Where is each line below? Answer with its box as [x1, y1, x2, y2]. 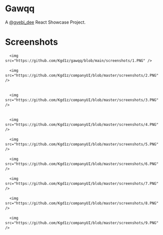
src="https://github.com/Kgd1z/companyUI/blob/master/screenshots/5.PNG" [5, 142, 159, 147]
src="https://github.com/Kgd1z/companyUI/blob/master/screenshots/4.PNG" [5, 122, 159, 127]
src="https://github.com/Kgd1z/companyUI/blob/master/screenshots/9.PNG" [5, 220, 159, 225]
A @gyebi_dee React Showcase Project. [5, 19, 86, 25]
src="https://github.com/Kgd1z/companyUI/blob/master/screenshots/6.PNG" [5, 161, 159, 166]
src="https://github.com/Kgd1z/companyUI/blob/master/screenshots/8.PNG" [5, 201, 159, 206]
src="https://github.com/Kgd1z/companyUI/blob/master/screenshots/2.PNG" [5, 73, 159, 78]
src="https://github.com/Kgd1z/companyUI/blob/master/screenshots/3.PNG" [5, 97, 159, 102]
